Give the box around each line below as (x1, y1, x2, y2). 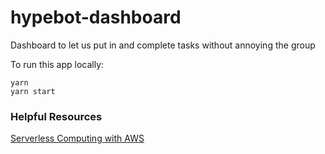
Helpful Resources (10, 109, 103, 123)
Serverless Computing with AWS (10, 132, 145, 145)
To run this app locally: (10, 58, 105, 70)
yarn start (10, 86, 56, 96)
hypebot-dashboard (10, 6, 182, 29)
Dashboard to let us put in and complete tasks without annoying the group (10, 39, 316, 51)
